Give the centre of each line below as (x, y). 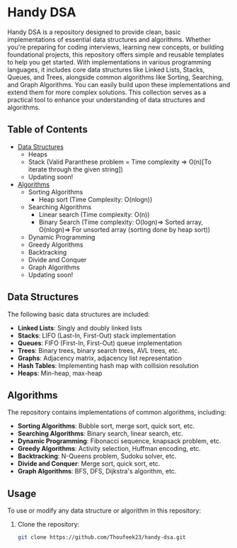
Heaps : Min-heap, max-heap (60, 373)
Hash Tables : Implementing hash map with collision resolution (108, 365)
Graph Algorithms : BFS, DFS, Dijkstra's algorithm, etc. (97, 471)
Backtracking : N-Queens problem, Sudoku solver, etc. (97, 456)
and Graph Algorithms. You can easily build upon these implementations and (119, 84)
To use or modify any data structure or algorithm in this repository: (104, 510)
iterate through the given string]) (76, 169)
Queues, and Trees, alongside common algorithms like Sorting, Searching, (116, 77)
